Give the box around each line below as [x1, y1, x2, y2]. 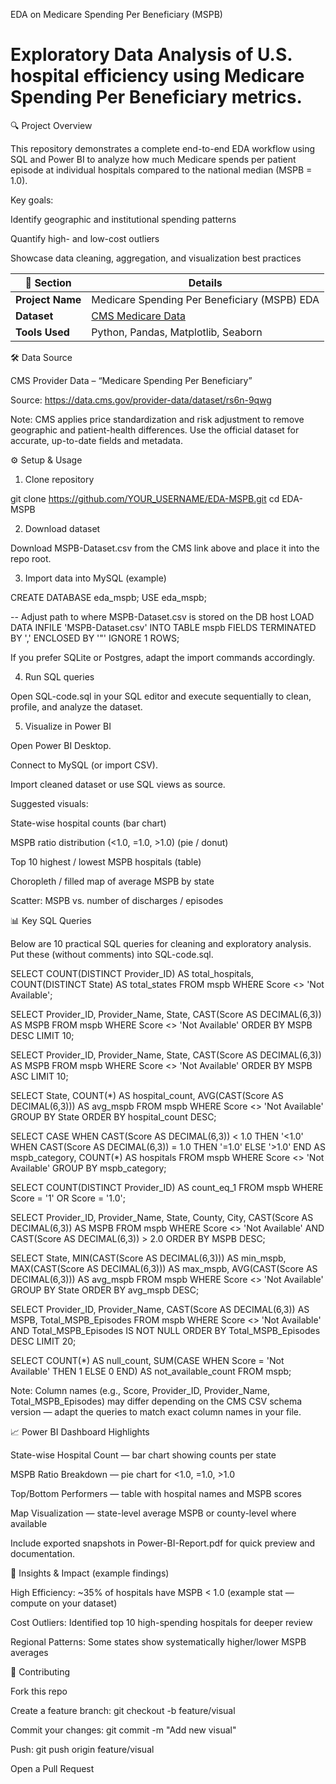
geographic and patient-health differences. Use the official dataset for [10, 424, 300, 436]
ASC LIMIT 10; [10, 1070, 69, 1082]
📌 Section [24, 275, 72, 289]
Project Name [15, 292, 82, 306]
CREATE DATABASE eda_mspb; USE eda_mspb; [10, 591, 207, 603]
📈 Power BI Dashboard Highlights [10, 1425, 150, 1438]
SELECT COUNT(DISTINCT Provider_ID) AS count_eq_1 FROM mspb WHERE [10, 1181, 324, 1193]
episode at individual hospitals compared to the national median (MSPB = [10, 164, 313, 176]
